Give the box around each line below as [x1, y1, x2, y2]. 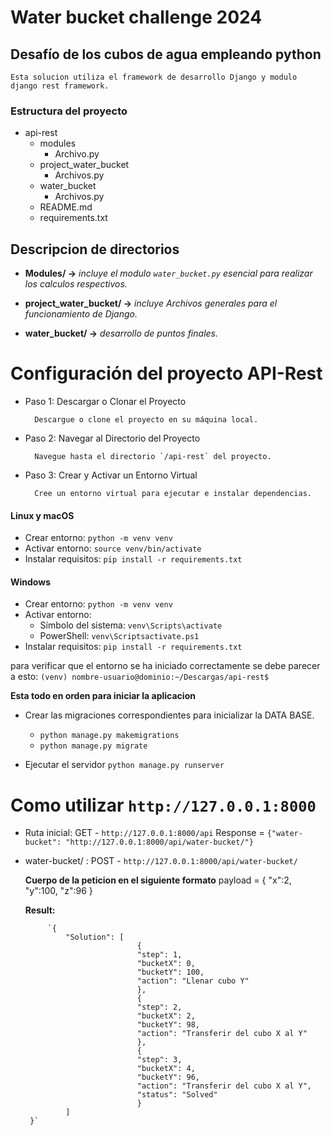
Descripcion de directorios [10, 241, 180, 258]
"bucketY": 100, [136, 967, 205, 978]
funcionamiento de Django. [24, 308, 138, 320]
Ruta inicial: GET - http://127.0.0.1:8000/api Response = [24, 827, 265, 839]
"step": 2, [136, 1002, 183, 1013]
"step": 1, [136, 950, 183, 960]
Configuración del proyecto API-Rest [10, 362, 323, 385]
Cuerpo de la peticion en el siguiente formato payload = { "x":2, [24, 874, 292, 886]
